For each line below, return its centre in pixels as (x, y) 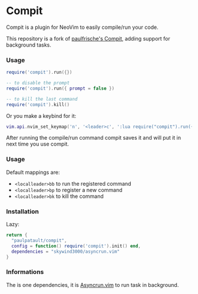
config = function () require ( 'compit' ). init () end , (76, 246)
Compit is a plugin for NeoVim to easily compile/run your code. (82, 27)
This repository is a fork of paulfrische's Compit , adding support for (88, 38)
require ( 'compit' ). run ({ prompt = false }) (60, 88)
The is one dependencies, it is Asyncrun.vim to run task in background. (93, 285)
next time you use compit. (38, 144)
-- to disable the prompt (38, 83)
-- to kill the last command (42, 99)
